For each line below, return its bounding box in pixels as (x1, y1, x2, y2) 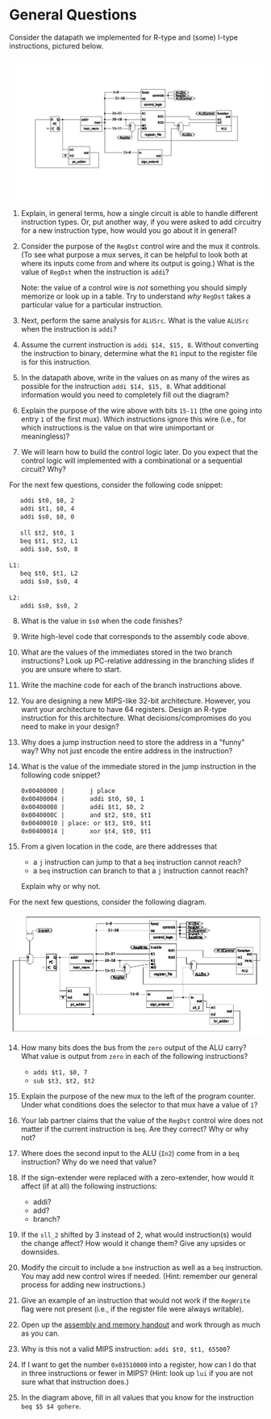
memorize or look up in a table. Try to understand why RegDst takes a (20, 291, 251, 301)
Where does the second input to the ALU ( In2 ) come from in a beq (20, 1148, 240, 1158)
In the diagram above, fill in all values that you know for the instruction (20, 1392, 255, 1402)
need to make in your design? (20, 722, 119, 731)
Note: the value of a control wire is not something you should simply (20, 283, 248, 293)
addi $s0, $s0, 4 (19, 578, 79, 586)
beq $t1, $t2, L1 (19, 537, 79, 545)
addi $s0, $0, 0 (19, 513, 75, 521)
